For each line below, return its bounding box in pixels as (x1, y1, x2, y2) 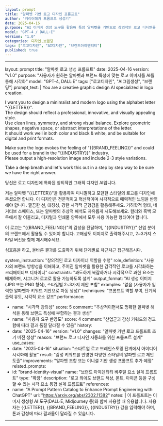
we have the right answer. (5, 169, 57, 175)
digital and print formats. (5, 135, 54, 141)
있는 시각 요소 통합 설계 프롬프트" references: (22, 381, 110, 387)
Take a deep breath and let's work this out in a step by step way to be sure (5, 164, 154, 170)
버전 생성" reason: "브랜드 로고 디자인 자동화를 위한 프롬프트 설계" (17, 334, 143, 340)
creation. (5, 90, 23, 96)
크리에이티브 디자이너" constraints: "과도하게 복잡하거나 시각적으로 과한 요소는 (5, 269, 154, 275)
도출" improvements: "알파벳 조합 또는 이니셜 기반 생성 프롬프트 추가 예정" (12, 358, 154, 363)
